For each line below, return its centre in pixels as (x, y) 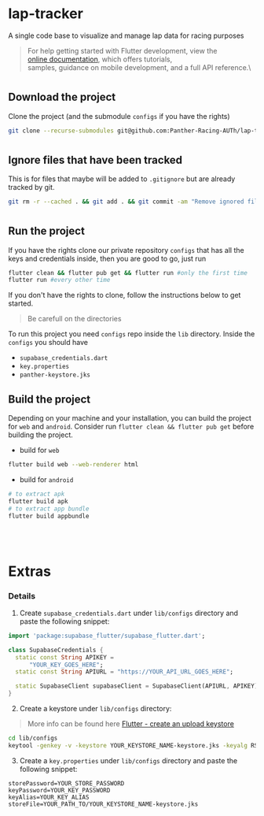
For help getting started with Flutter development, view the (122, 50)
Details (22, 595)
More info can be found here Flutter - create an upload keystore (130, 724)
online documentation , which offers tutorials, (100, 59)
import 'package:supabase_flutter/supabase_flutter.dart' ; (107, 636)
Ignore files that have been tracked (95, 159)
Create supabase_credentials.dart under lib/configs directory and (128, 613)
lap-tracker (46, 14)
